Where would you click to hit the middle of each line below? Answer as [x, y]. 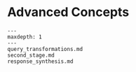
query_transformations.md [45, 49]
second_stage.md [31, 55]
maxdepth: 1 [25, 37]
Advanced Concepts [68, 12]
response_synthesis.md [40, 61]
